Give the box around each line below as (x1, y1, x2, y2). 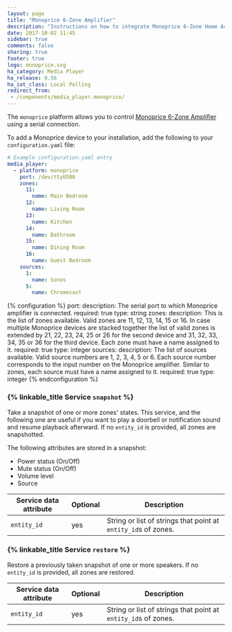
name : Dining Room (32, 244, 85, 251)
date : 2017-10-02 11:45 (7, 29, 76, 37)
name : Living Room (32, 205, 85, 212)
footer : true (7, 55, 45, 62)
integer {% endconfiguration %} (7, 375, 99, 384)
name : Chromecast (32, 289, 81, 296)
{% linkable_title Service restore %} (7, 545, 130, 555)
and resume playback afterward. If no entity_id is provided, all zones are (7, 422, 216, 431)
